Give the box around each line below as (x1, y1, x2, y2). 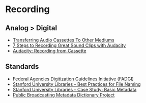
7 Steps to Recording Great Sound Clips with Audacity (12, 42, 126, 48)
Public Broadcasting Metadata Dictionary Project (12, 92, 115, 98)
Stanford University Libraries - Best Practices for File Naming (12, 81, 141, 87)
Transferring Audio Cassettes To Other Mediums (12, 37, 114, 43)
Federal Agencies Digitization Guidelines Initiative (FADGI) (12, 76, 134, 82)
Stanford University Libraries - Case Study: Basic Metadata (12, 86, 137, 92)
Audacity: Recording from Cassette (12, 48, 86, 54)
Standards (5, 62, 39, 71)
